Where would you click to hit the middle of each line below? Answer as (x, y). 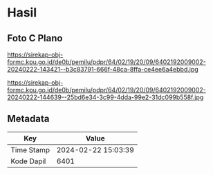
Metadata (28, 119)
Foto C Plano (35, 38)
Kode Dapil (28, 161)
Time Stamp (30, 150)
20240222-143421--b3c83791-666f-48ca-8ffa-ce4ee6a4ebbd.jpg (103, 69)
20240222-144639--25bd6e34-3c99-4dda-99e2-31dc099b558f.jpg (105, 97)
